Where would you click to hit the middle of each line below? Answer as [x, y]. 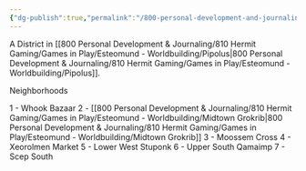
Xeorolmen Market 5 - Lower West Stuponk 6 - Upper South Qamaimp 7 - [147, 146]
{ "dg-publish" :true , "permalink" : [73, 18]
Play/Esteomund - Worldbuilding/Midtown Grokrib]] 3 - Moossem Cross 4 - [150, 136]
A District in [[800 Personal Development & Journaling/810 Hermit [133, 44]
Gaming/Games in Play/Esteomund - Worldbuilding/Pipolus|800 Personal [146, 53]
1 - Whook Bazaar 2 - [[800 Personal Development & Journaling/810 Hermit [151, 108]
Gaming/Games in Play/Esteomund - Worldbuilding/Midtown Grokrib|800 [146, 117]
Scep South [31, 156]
